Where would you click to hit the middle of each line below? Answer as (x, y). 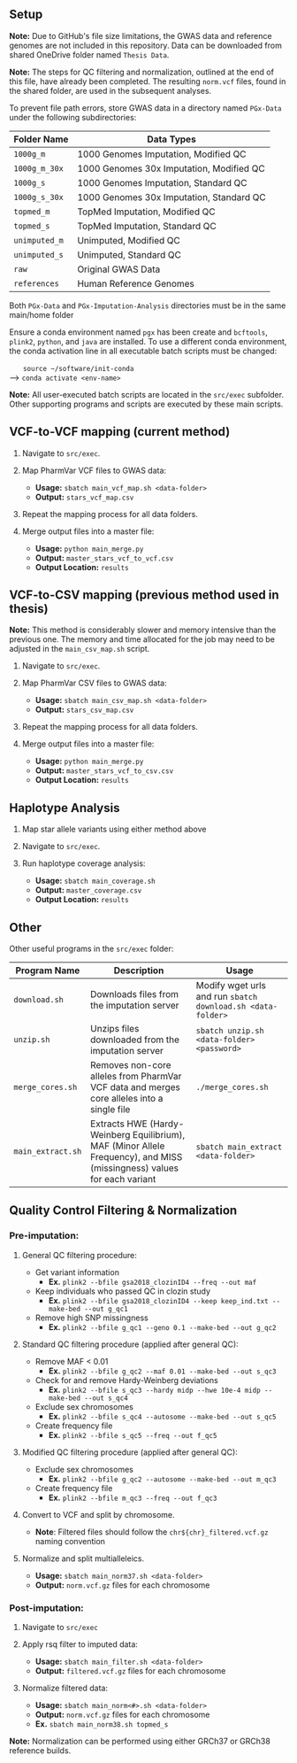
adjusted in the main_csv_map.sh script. (80, 649)
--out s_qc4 (106, 1398)
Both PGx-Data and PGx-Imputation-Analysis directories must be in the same (148, 305)
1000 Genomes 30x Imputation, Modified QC (171, 168)
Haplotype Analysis (65, 808)
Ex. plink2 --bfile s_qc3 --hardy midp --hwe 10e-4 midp (154, 1389)
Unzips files (114, 1029)
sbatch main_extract (239, 1147)
